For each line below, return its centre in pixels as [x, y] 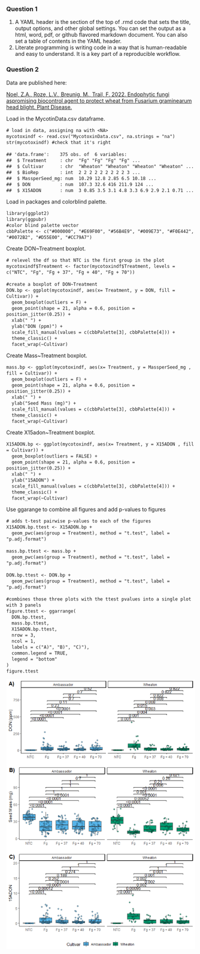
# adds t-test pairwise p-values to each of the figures [79, 521]
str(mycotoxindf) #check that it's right [59, 142]
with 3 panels [24, 605]
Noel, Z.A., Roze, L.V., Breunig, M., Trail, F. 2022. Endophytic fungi [88, 94]
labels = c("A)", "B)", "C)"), [51, 647]
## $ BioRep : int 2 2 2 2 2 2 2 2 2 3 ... [73, 172]
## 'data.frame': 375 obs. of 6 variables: [67, 154]
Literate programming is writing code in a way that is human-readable [101, 47]
